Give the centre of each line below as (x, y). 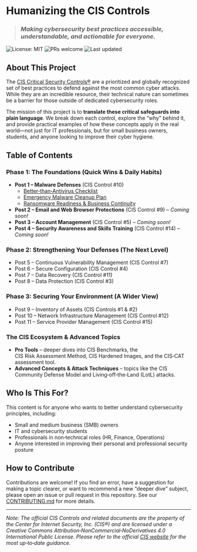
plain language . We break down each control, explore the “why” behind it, (96, 118)
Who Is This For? (37, 393)
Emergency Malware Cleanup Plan (65, 197)
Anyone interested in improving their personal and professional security (101, 443)
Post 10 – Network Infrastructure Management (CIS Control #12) (91, 316)
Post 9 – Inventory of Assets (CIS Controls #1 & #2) (76, 309)
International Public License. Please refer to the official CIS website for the (96, 536)
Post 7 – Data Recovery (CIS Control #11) (63, 275)
